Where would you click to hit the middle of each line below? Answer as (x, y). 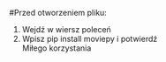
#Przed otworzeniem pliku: (58, 13)
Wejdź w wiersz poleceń (67, 29)
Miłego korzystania (57, 48)
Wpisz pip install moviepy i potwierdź (90, 39)
